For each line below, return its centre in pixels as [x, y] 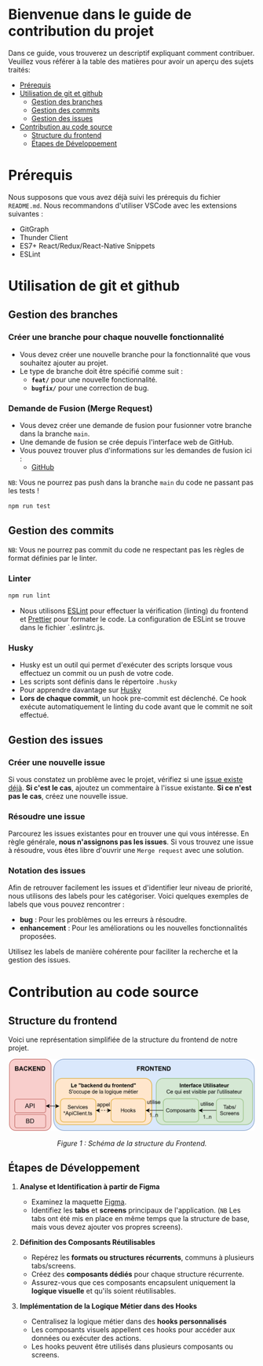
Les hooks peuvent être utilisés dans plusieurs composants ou [132, 1346]
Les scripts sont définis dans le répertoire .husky [98, 681]
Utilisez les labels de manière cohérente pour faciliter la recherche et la [123, 952]
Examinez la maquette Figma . [79, 1202]
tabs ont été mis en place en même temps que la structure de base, [140, 1219]
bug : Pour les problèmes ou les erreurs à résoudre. [103, 920]
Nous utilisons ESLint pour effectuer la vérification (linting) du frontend [134, 611]
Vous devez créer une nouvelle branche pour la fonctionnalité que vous [135, 354]
